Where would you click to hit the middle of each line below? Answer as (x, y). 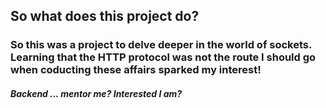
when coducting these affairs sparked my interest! (136, 70)
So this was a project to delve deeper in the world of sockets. (161, 45)
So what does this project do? (105, 16)
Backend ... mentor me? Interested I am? (96, 93)
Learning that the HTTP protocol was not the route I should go (163, 57)
